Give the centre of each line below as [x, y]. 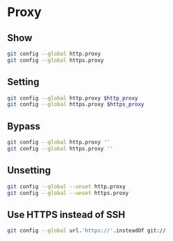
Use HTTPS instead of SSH [66, 214]
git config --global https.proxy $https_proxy [76, 104]
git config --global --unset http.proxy [67, 186]
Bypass [24, 126]
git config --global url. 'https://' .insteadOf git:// [87, 231]
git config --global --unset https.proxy [68, 193]
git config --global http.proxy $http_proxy [73, 98]
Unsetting [29, 170]
